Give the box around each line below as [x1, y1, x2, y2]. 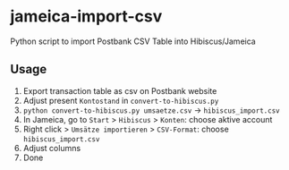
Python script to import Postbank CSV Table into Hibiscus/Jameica [10, 36, 256, 47]
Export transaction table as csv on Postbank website [22, 85, 217, 96]
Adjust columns [22, 142, 81, 153]
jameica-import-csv [10, 6, 163, 27]
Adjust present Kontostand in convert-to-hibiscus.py [22, 95, 219, 106]
